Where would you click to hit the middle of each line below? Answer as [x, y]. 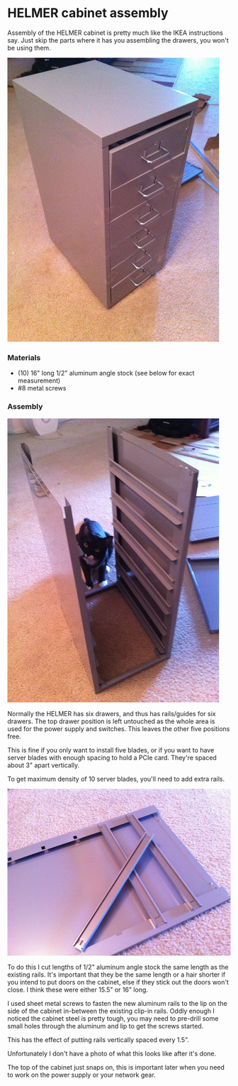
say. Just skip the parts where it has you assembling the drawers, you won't [118, 40]
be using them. [29, 48]
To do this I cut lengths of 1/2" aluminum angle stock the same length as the [118, 967]
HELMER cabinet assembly [88, 13]
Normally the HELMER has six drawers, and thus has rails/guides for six [112, 713]
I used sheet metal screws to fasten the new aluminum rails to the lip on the [118, 1003]
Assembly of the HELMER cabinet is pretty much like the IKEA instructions [115, 33]
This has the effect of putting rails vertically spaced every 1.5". [98, 1040]
